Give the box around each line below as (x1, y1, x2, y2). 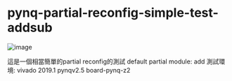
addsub (7, 20, 53, 36)
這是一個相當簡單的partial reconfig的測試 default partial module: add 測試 (7, 57, 219, 66)
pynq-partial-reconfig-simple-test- (7, 5, 219, 21)
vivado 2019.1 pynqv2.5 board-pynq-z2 (16, 66, 131, 74)
